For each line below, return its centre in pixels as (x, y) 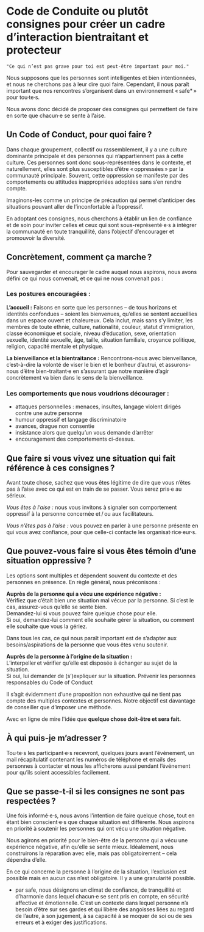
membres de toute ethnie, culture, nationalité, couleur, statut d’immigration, (100, 327)
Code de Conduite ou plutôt (77, 11)
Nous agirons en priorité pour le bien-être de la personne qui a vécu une (97, 840)
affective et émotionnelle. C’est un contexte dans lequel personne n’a (102, 903)
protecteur (34, 50)
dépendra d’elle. (26, 860)
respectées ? (31, 801)
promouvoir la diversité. (36, 238)
